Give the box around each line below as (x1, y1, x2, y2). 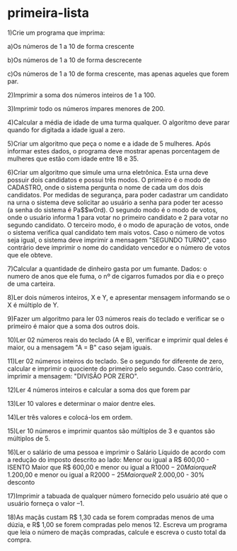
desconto (7, 477, 35, 486)
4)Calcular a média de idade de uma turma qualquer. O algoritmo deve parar (7, 118, 230, 127)
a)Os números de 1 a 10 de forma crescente (7, 42, 134, 50)
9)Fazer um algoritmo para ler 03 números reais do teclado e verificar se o (7, 314, 225, 323)
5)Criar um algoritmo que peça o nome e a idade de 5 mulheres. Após (7, 139, 211, 148)
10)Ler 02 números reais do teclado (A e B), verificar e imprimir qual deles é (7, 335, 229, 344)
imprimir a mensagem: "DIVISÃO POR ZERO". (7, 371, 139, 380)
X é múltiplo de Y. (7, 301, 59, 309)
